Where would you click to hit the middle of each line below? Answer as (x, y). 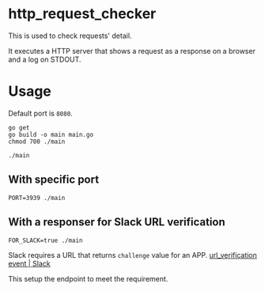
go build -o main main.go (51, 134)
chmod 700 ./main (37, 142)
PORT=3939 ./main (37, 198)
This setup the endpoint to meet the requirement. (88, 278)
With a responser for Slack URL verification (117, 222)
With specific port (54, 180)
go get (19, 127)
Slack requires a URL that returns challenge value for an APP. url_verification (132, 255)
